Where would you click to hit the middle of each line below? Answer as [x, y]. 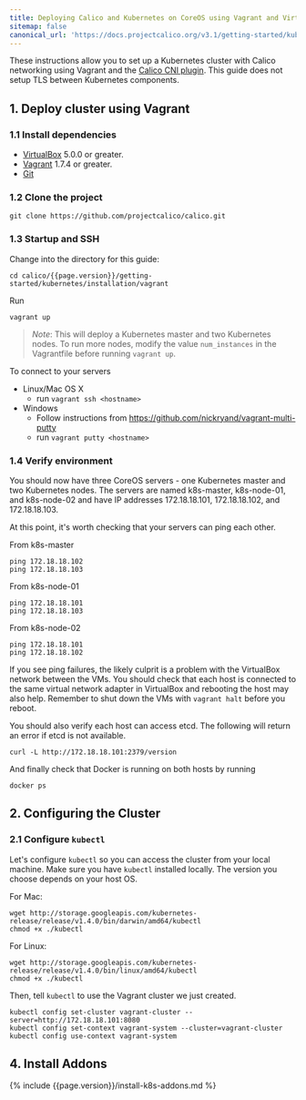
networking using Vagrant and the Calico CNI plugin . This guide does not [146, 70]
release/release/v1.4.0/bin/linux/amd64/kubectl [103, 971]
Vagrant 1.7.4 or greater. [67, 164]
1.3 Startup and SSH [55, 239]
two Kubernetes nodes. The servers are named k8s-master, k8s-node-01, [148, 490]
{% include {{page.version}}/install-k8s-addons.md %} [113, 1085]
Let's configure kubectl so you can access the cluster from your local [140, 859]
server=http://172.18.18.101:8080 [75, 1020]
